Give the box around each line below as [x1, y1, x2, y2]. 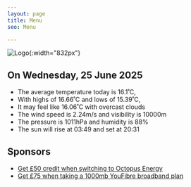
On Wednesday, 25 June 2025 [7, 69, 143, 81]
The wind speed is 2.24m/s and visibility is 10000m [17, 110, 167, 119]
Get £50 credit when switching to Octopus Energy [17, 165, 164, 172]
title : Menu [7, 17, 42, 24]
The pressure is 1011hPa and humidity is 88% [17, 117, 149, 127]
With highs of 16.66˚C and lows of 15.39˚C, [17, 96, 141, 104]
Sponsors [7, 146, 51, 157]
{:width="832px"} [29, 49, 81, 57]
